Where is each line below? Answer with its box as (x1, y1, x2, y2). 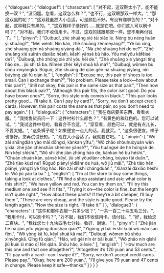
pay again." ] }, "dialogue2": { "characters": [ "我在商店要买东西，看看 (5, 109, 145, 115)
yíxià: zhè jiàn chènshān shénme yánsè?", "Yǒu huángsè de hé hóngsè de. (5, 145, 155, 150)
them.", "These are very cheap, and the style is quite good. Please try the (5, 197, 153, 203)
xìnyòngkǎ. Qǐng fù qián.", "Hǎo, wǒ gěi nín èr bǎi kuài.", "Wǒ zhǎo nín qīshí (5, 236, 156, 242)
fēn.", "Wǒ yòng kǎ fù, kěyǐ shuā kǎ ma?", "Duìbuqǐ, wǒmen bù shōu (5, 231, 141, 237)
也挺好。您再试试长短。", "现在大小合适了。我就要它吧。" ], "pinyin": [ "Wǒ (5, 134, 156, 139)
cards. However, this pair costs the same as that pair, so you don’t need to (5, 103, 155, 109)
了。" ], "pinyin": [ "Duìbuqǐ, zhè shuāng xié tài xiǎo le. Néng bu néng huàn (5, 35, 156, 41)
